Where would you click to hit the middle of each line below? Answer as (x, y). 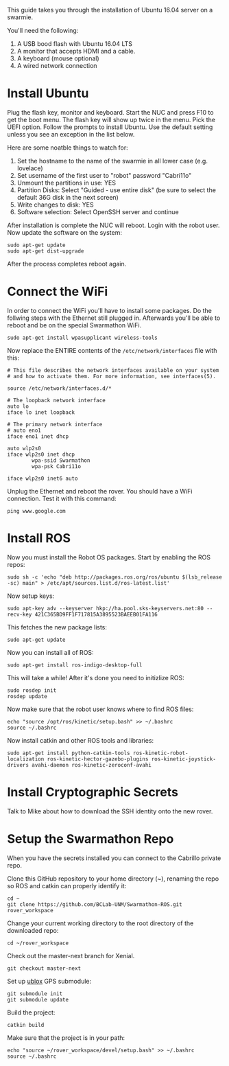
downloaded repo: (33, 930)
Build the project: (31, 1012)
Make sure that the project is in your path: (66, 1038)
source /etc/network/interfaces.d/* (59, 388)
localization (26, 759)
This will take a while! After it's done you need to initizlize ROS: (96, 677)
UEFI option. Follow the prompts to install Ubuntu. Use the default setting (110, 127)
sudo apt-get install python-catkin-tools (69, 753)
